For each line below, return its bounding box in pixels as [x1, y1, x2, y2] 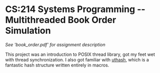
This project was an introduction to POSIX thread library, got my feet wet [5, 51, 155, 57]
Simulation [5, 25, 51, 36]
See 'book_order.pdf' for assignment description [5, 41, 105, 47]
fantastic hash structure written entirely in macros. [5, 62, 109, 68]
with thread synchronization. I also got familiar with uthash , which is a [5, 56, 149, 62]
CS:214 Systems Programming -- [5, 4, 145, 15]
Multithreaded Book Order [5, 14, 116, 26]
